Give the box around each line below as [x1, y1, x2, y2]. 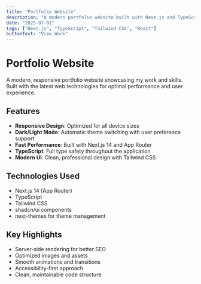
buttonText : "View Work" [6, 31, 68, 37]
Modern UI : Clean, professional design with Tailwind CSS [14, 153, 156, 161]
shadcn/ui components [14, 206, 72, 213]
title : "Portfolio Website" [6, 8, 77, 15]
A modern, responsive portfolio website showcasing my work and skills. [6, 76, 183, 84]
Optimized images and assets [14, 252, 88, 259]
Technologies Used [6, 171, 80, 181]
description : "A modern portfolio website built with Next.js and [6, 14, 175, 20]
